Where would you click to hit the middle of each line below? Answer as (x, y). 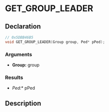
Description (23, 103)
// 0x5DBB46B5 (19, 37)
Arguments (19, 54)
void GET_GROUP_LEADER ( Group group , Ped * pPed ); (55, 42)
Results (14, 77)
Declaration (23, 26)
